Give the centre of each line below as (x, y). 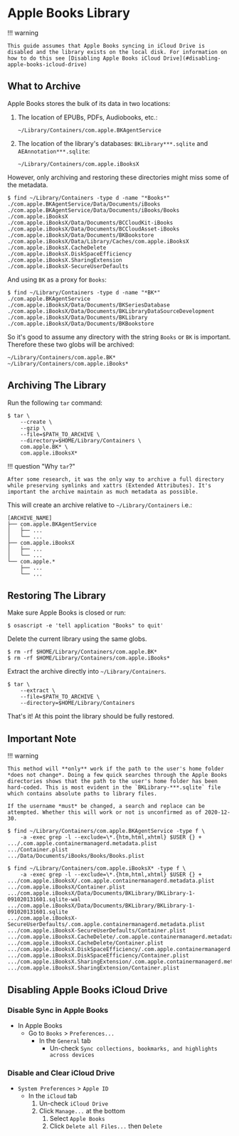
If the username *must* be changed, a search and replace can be (106, 806)
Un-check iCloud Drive (74, 1103)
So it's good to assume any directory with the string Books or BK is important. (119, 336)
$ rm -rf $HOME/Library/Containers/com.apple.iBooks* (89, 658)
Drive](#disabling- (192, 58)
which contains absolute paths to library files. (83, 794)
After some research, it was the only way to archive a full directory (116, 479)
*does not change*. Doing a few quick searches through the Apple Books (117, 775)
